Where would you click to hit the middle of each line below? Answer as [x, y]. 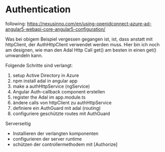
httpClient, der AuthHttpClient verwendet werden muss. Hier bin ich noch [82, 44]
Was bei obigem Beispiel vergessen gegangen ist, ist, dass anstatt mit [79, 39]
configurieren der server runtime [47, 139]
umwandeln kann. [24, 55]
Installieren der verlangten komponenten [56, 133]
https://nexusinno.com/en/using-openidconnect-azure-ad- [89, 24]
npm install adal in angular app [45, 81]
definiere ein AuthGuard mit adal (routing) [57, 108]
